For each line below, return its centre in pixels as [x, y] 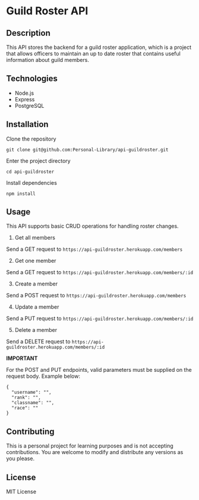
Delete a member [36, 330]
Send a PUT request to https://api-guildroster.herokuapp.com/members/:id [100, 319]
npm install [21, 194]
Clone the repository [31, 139]
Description [28, 33]
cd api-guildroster [30, 172]
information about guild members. [48, 60]
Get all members [35, 238]
